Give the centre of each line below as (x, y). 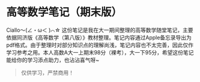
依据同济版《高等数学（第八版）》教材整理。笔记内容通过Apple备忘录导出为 (99, 37)
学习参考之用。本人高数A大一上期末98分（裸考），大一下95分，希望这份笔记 (100, 52)
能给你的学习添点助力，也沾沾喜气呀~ (53, 60)
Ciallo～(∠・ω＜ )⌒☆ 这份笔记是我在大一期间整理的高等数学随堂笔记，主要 (100, 30)
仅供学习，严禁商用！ (47, 72)
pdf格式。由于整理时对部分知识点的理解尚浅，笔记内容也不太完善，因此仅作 (100, 45)
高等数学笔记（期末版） (64, 12)
